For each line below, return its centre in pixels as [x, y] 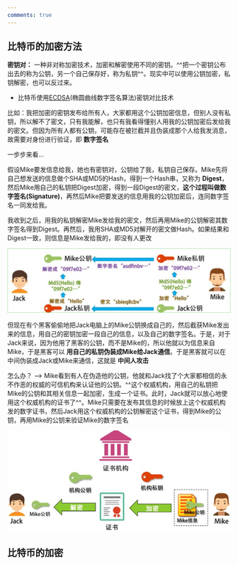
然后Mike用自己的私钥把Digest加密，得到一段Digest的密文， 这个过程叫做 [114, 188]
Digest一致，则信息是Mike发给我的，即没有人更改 [80, 238]
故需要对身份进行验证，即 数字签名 [58, 139]
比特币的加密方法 [45, 47]
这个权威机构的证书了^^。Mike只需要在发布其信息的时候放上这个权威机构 [119, 402]
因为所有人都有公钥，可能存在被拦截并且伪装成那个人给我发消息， [134, 131]
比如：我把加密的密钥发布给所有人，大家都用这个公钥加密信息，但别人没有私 [119, 113]
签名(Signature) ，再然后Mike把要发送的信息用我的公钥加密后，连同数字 [118, 196]
